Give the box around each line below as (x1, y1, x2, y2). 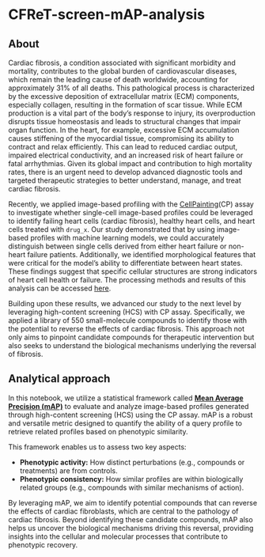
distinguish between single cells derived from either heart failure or (8, 241, 227, 251)
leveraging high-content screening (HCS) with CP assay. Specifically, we (8, 307, 245, 316)
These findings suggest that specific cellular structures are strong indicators (8, 267, 258, 276)
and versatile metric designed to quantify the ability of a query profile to (8, 418, 243, 428)
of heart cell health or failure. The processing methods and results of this (8, 275, 247, 284)
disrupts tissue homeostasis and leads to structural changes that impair (8, 117, 241, 126)
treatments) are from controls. (19, 465, 119, 476)
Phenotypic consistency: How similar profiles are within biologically (19, 474, 244, 483)
